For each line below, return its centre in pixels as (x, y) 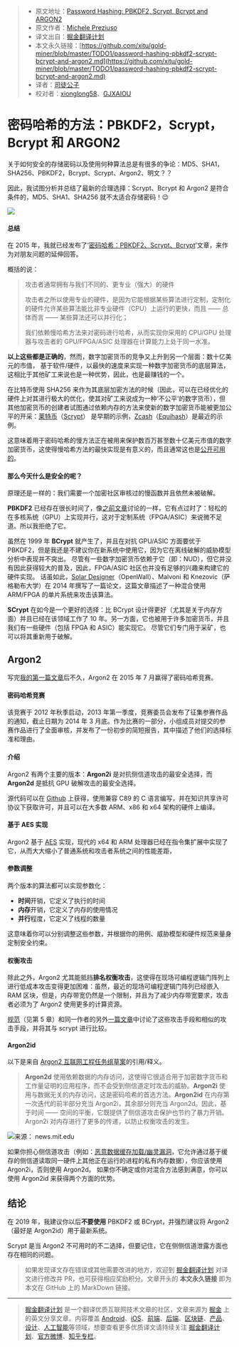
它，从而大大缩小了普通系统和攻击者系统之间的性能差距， (91, 851)
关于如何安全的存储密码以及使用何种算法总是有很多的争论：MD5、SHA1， (116, 164)
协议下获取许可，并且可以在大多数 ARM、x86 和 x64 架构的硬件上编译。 (113, 807)
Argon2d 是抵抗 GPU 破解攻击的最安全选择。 (74, 783)
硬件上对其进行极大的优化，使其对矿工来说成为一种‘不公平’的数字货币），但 (117, 399)
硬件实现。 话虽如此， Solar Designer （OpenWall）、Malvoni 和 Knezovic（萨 (119, 577)
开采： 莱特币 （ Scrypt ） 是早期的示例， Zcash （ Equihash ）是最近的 (118, 416)
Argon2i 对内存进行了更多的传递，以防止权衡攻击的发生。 (109, 1122)
